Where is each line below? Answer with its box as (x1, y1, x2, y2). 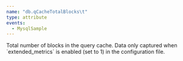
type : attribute (6, 14, 47, 20)
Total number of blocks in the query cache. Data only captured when (6, 42, 178, 49)
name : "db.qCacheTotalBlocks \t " (6, 8, 88, 15)
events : (6, 20, 26, 26)
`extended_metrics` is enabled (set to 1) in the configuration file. (6, 48, 165, 56)
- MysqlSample (11, 25, 47, 32)
